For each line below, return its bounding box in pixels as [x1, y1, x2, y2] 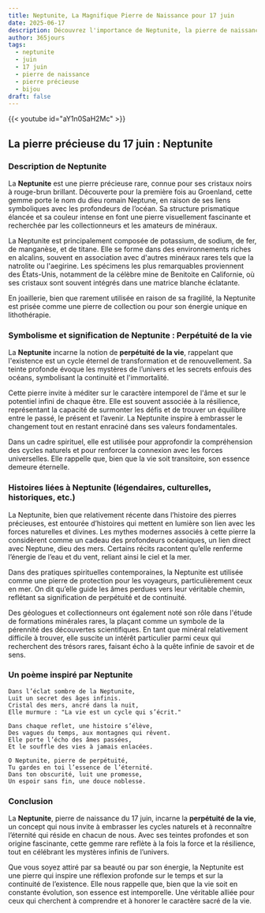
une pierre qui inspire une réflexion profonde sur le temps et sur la [8, 871, 223, 881]
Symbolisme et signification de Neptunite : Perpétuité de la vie [8, 330, 252, 341]
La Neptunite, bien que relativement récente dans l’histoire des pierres [8, 510, 237, 519]
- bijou [15, 85, 41, 93]
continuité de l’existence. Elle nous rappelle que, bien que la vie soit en [8, 879, 238, 889]
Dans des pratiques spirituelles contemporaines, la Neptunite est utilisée [8, 567, 244, 577]
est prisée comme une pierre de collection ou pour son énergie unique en [8, 301, 248, 311]
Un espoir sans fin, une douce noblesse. [8, 777, 147, 785]
